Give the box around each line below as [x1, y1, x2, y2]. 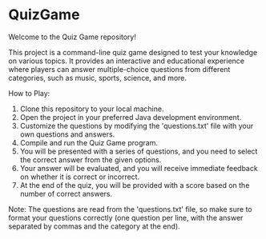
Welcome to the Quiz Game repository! [8, 32, 137, 42]
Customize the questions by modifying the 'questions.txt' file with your [19, 121, 254, 130]
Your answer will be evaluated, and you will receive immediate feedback [19, 163, 258, 173]
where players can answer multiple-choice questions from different [8, 64, 231, 74]
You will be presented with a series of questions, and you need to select [19, 146, 258, 156]
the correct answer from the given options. [19, 154, 162, 165]
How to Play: [8, 88, 50, 98]
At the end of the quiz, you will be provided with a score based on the [19, 180, 250, 189]
